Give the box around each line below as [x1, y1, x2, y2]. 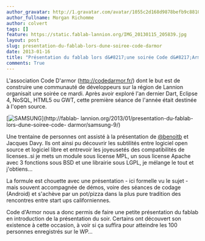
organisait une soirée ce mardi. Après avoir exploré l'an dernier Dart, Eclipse [6, 90, 198, 97]
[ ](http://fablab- [6, 114, 79, 122]
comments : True [6, 60, 45, 66]
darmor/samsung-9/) [68, 121, 121, 128]
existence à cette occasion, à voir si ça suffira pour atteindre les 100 [6, 221, 178, 229]
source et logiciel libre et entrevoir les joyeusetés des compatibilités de [6, 146, 185, 153]
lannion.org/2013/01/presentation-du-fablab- [80, 114, 193, 122]
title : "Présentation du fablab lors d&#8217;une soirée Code [6, 54, 168, 60]
